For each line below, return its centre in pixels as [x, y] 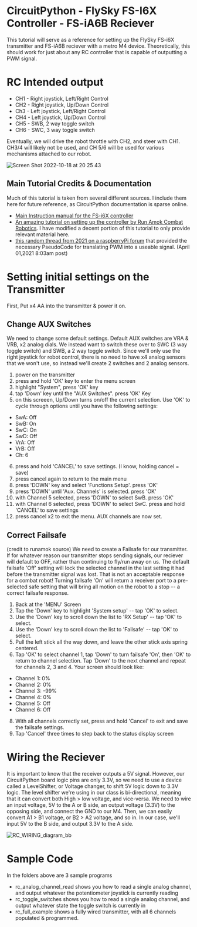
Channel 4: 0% [33, 697]
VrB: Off [25, 449]
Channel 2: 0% [33, 685]
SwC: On [26, 430]
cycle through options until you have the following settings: [86, 406]
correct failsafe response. [38, 593]
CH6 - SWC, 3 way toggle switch [55, 130]
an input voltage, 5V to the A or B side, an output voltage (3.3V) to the [91, 805]
